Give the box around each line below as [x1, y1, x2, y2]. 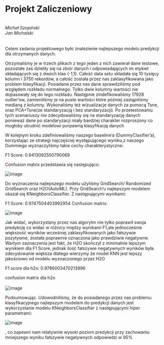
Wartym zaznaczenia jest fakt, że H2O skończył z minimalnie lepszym [5, 240, 146, 246]
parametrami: [5, 310, 32, 316]
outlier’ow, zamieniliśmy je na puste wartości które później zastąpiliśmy [5, 96, 148, 102]
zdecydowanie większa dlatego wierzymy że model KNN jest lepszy [5, 251, 142, 256]
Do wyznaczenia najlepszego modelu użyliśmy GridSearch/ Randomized [5, 180, 151, 186]
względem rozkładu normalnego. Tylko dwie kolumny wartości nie [5, 86, 139, 92]
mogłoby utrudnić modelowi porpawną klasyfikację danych [5, 122, 124, 128]
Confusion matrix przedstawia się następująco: [5, 161, 100, 167]
